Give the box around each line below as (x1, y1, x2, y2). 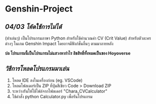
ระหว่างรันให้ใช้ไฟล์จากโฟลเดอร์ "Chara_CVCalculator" (12, 88, 108, 94)
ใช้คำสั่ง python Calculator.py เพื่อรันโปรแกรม (12, 93, 93, 99)
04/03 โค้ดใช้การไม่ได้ (5, 23, 62, 31)
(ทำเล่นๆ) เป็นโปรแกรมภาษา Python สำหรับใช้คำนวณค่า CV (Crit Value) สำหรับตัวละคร (5, 35, 151, 41)
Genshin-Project (5, 3, 73, 14)
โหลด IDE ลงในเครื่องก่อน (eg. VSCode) (12, 77, 83, 83)
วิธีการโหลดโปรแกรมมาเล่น (5, 65, 70, 73)
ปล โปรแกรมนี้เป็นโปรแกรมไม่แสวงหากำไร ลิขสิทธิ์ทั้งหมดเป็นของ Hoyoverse (5, 51, 131, 56)
